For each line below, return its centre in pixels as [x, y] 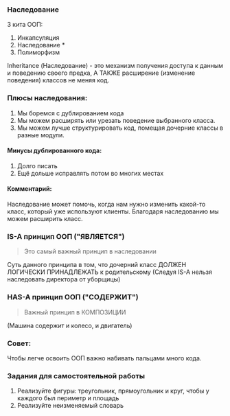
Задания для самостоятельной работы [76, 375]
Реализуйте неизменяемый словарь [70, 406]
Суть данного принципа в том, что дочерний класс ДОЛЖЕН [97, 265]
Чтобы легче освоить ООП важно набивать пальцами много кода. [104, 358]
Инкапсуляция [38, 38]
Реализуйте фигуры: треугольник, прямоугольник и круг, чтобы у [113, 391]
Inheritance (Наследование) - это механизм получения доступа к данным [115, 66]
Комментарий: [30, 189]
